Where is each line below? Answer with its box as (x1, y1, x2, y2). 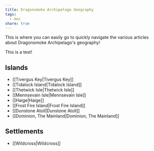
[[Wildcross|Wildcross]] (12, 140, 61, 146)
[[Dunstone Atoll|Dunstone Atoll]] (12, 108, 80, 114)
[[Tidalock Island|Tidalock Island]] (12, 82, 82, 88)
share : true (5, 21, 30, 26)
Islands (5, 63, 28, 72)
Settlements (5, 127, 43, 136)
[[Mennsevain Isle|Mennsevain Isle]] (12, 92, 86, 98)
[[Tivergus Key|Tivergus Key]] (12, 77, 74, 83)
